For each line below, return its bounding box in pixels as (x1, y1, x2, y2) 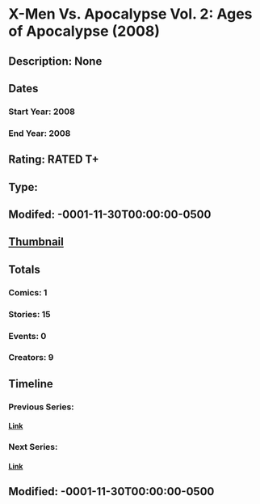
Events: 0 (8, 330, 47, 341)
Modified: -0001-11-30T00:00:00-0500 (8, 485, 215, 498)
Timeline (8, 377, 54, 391)
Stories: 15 (8, 308, 51, 320)
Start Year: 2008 (8, 106, 75, 117)
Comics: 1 (8, 286, 48, 298)
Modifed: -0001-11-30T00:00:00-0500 (8, 207, 212, 221)
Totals (8, 262, 40, 276)
